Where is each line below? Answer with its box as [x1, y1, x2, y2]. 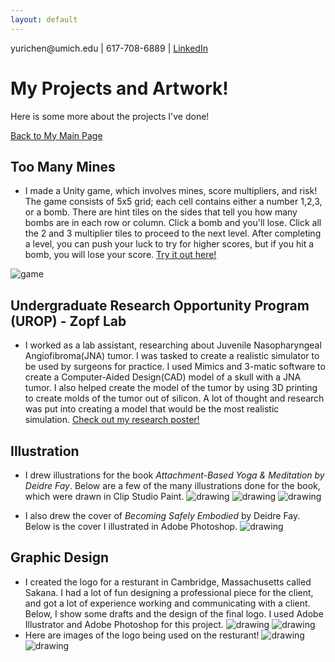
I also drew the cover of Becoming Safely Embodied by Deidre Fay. [24, 510, 301, 521]
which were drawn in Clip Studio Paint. [24, 491, 185, 502]
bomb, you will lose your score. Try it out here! [24, 249, 217, 261]
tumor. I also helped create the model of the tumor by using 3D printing [24, 382, 318, 394]
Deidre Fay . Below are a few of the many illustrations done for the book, [24, 480, 321, 491]
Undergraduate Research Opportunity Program [10, 297, 310, 314]
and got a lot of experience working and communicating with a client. [24, 597, 311, 609]
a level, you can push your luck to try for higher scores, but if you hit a [24, 238, 315, 250]
